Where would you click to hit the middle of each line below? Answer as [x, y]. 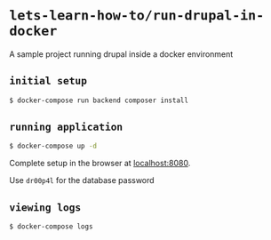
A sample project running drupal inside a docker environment [121, 54]
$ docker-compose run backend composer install [99, 100]
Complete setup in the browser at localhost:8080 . [100, 164]
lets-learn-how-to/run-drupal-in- [137, 16]
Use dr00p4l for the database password [82, 180]
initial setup [48, 81]
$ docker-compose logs [51, 227]
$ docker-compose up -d [53, 146]
